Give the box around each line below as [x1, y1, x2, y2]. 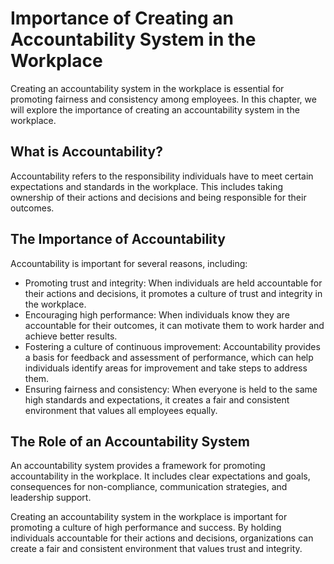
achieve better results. [24, 330, 118, 342]
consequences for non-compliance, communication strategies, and [10, 481, 288, 493]
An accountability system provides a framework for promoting [10, 460, 266, 472]
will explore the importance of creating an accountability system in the [10, 103, 300, 116]
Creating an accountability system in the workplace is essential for [10, 82, 285, 94]
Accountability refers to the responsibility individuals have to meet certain [10, 170, 314, 182]
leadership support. [10, 492, 92, 504]
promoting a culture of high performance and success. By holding [10, 522, 282, 534]
